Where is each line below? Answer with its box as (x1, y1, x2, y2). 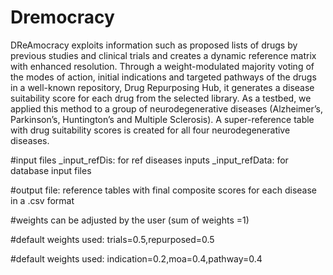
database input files (10, 164, 92, 176)
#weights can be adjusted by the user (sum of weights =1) (10, 214, 250, 226)
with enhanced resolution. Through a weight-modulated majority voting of (10, 60, 315, 72)
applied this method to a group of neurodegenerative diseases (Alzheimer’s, (10, 102, 324, 115)
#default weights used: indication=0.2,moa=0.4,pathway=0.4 (10, 252, 263, 265)
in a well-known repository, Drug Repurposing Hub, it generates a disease (10, 81, 315, 93)
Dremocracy (10, 6, 115, 29)
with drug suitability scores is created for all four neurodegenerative (10, 124, 291, 136)
